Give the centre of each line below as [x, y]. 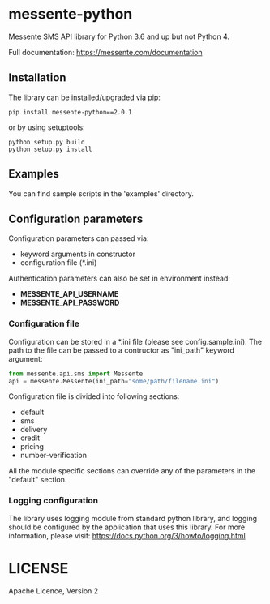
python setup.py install [50, 149]
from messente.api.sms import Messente [76, 374]
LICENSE [39, 568]
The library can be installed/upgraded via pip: [84, 97]
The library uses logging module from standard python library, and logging [133, 518]
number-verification [54, 456]
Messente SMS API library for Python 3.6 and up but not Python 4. [119, 36]
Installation [37, 78]
